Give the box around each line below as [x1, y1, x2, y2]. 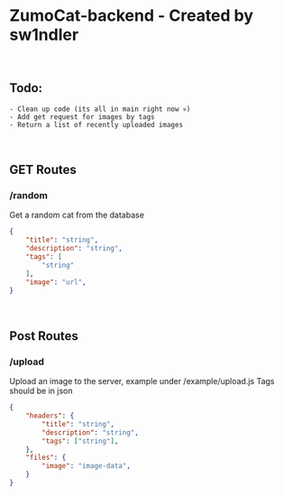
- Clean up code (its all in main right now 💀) [9, 105, 191, 114]
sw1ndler [9, 24, 79, 45]
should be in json [9, 385, 73, 397]
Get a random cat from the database [9, 209, 144, 221]
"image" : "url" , [25, 277, 87, 287]
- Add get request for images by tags [9, 112, 155, 122]
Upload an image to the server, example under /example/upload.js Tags [9, 376, 275, 387]
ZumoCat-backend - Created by [9, 5, 254, 26]
